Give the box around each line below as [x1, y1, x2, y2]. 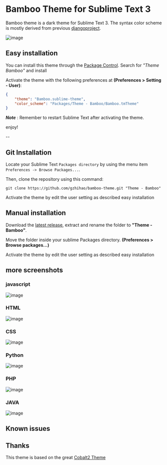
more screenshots [5, 266, 63, 274]
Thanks [5, 441, 30, 450]
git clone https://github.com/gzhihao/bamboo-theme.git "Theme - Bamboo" [5, 186, 162, 191]
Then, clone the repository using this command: [5, 176, 104, 182]
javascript [5, 281, 31, 288]
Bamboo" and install [5, 67, 47, 73]
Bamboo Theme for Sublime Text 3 [5, 3, 151, 15]
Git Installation [5, 148, 52, 156]
